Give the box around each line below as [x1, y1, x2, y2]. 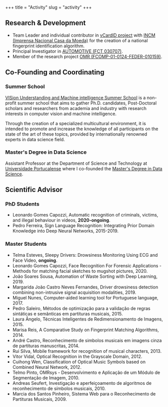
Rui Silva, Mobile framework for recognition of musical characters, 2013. [12, 348, 162, 354]
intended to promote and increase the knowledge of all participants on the [5, 126, 158, 132]
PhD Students [5, 200, 40, 208]
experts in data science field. [5, 136, 65, 142]
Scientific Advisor [5, 185, 63, 194]
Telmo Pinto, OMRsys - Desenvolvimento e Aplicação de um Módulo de [12, 369, 160, 375]
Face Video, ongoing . [12, 257, 58, 263]
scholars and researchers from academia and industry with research [5, 105, 147, 111]
